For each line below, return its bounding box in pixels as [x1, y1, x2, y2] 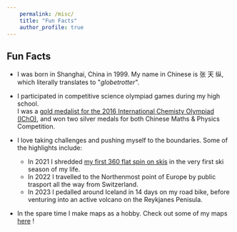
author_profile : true [19, 24, 84, 31]
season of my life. [27, 165, 81, 173]
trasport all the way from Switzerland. [27, 180, 138, 189]
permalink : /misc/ [19, 10, 74, 18]
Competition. [16, 122, 56, 131]
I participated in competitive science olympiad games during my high [16, 92, 221, 101]
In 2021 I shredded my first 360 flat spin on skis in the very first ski [27, 158, 224, 166]
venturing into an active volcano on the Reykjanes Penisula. [27, 196, 203, 204]
